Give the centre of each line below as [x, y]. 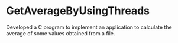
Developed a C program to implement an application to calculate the [89, 27]
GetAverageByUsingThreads [78, 11]
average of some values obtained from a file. [61, 33]
